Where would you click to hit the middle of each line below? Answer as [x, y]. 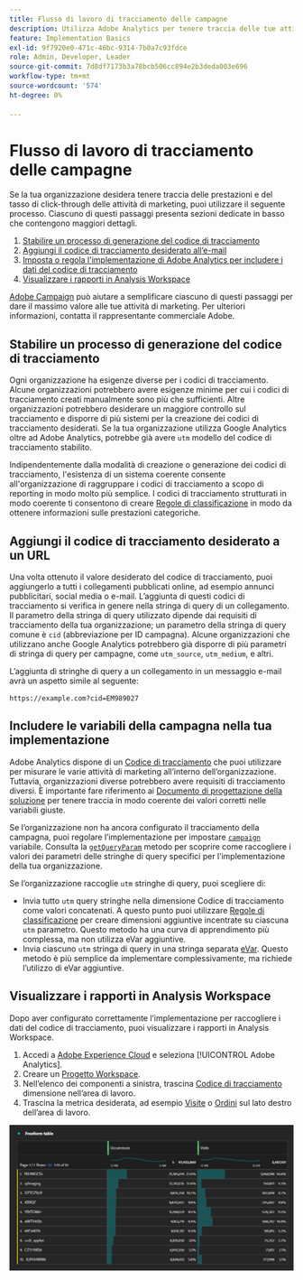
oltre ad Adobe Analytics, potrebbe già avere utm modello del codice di [141, 438]
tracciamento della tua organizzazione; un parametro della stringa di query [148, 625]
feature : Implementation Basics [70, 38]
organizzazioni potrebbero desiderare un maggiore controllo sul [128, 409]
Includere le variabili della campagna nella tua [141, 726]
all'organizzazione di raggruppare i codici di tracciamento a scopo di [137, 484]
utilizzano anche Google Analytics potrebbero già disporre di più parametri [148, 645]
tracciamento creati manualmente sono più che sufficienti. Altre [127, 399]
